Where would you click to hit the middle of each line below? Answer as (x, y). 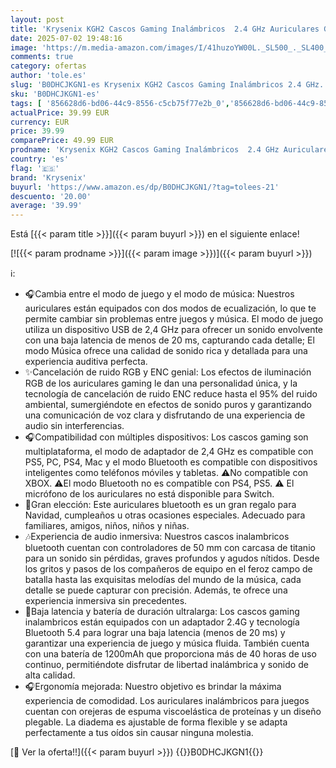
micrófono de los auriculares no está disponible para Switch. (149, 494)
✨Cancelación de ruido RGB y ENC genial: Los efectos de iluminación (168, 372)
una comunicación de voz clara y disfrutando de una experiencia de (165, 415)
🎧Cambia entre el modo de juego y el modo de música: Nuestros (159, 294)
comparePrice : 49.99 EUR (62, 141)
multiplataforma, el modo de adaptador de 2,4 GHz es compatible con (169, 452)
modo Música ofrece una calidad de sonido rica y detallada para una (166, 351)
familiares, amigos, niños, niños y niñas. (107, 526)
